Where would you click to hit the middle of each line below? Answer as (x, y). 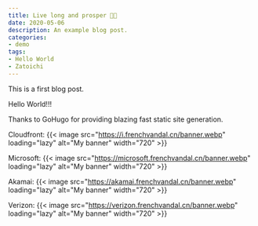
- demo (19, 45)
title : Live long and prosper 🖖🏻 (63, 15)
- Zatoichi (26, 67)
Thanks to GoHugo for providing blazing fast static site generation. (116, 119)
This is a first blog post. (46, 89)
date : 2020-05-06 (36, 23)
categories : (27, 37)
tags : (17, 52)
